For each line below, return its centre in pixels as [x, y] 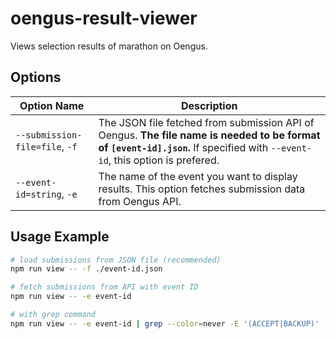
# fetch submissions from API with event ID [104, 287]
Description [209, 105]
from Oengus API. [140, 201]
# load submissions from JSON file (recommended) [116, 260]
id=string [38, 194]
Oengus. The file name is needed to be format [209, 135]
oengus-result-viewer [104, 18]
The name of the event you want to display [198, 176]
